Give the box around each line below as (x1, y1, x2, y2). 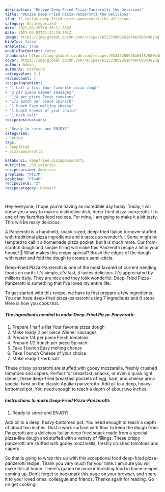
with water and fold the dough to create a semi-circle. (5, 255, 114, 261)
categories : (5, 131, 29, 136)
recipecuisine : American (5, 167, 56, 172)
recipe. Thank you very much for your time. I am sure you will (27, 460, 151, 466)
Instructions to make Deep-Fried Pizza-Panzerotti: (5, 397, 110, 403)
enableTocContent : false (5, 48, 56, 53)
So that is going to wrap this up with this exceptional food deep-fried (5, 455, 144, 461)
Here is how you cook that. (5, 301, 60, 306)
